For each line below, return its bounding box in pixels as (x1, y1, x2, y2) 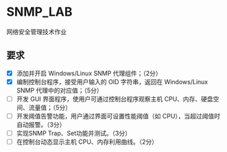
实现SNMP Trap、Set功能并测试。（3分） (16, 129, 132, 137)
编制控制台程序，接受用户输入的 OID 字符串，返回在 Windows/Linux (16, 77, 208, 86)
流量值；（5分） (28, 103, 72, 112)
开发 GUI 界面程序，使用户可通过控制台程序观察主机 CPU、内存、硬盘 (16, 94, 213, 103)
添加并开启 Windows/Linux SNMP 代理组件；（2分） (16, 69, 162, 77)
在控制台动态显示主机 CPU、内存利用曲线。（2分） (16, 138, 158, 146)
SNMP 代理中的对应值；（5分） (16, 86, 104, 94)
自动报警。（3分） (16, 121, 66, 129)
